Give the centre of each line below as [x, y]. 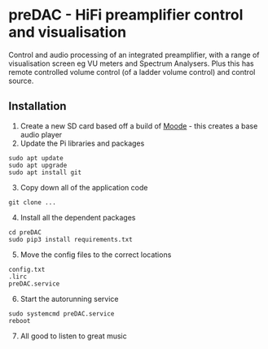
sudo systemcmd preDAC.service [62, 314]
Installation [37, 106]
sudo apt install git [45, 172]
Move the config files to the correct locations [96, 255]
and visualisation [68, 32]
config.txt [27, 269]
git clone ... [33, 202]
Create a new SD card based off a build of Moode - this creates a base [139, 126]
